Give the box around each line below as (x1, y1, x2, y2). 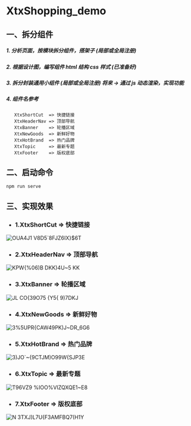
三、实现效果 (6, 201, 54, 211)
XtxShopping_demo (6, 4, 107, 18)
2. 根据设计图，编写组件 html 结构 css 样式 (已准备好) (6, 63, 137, 70)
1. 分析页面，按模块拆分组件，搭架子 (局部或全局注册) (6, 47, 137, 54)
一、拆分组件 (6, 29, 54, 39)
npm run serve (6, 183, 42, 190)
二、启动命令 (6, 168, 54, 178)
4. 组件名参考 (6, 95, 39, 102)
